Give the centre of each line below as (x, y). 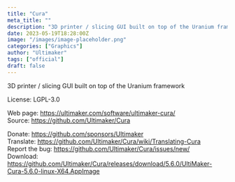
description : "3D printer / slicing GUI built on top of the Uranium (111, 27)
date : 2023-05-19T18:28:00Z (48, 33)
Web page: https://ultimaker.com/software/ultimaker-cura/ (92, 113)
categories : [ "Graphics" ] (45, 46)
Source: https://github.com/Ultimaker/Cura (69, 120)
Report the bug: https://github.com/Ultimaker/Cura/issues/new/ (99, 148)
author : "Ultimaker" (37, 53)
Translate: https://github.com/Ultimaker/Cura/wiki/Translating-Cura (104, 141)
